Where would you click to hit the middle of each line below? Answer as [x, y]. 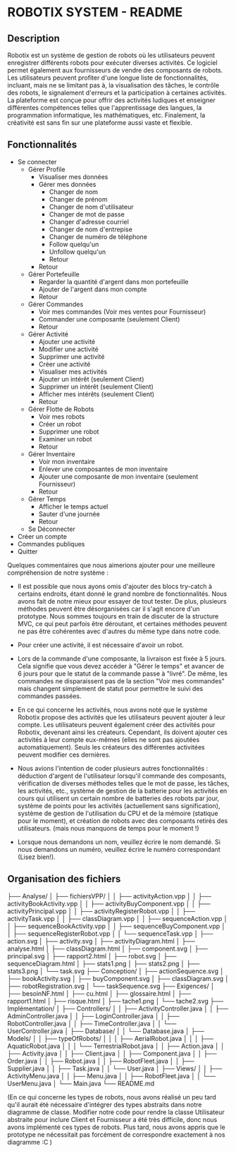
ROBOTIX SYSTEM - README [95, 12]
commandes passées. [50, 696]
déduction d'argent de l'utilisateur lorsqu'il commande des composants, [122, 776]
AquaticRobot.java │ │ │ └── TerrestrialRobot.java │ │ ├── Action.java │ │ [116, 1046]
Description [33, 38]
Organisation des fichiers [64, 879]
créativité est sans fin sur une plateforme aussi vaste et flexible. [100, 123]
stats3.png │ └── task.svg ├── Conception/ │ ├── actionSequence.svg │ [116, 971]
